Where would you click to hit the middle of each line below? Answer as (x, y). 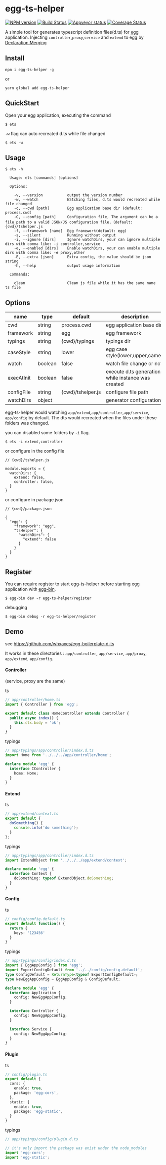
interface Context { (31, 874)
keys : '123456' (30, 933)
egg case (116, 349)
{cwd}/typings (78, 341)
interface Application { (35, 993)
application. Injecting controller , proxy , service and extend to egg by (75, 37)
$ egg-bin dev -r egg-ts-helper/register (48, 598)
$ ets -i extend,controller (34, 442)
